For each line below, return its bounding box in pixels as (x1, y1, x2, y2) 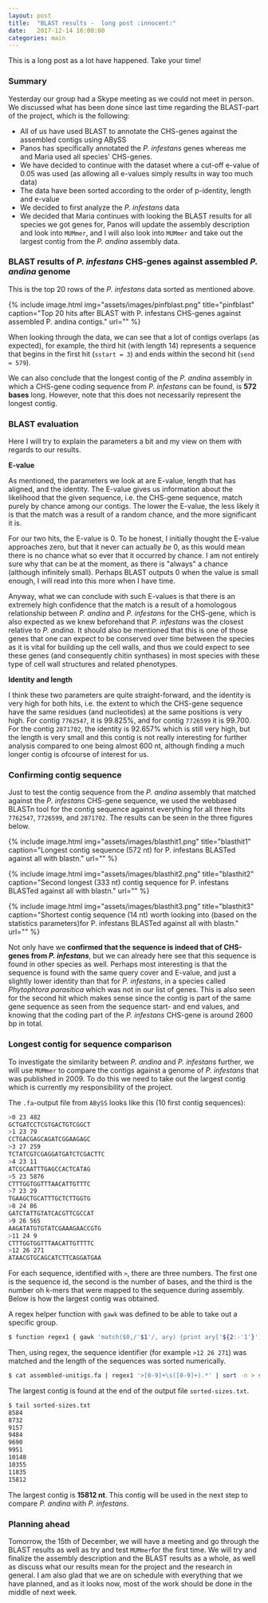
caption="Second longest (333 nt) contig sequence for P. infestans (8, 878, 229, 888)
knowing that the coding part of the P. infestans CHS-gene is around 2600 (8, 1010, 254, 1020)
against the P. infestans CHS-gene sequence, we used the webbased (8, 796, 237, 805)
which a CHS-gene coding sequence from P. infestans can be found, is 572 (8, 381, 257, 391)
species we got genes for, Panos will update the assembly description (19, 219, 250, 229)
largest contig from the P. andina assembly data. (19, 236, 180, 246)
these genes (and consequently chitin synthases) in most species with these (8, 651, 260, 660)
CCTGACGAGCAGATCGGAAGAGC (8, 1136, 91, 1144)
